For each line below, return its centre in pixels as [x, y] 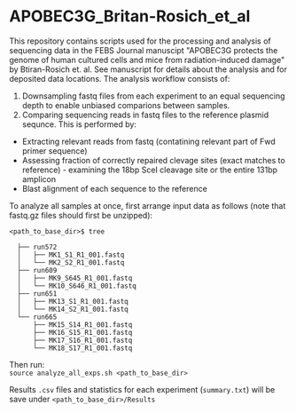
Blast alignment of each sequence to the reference [115, 188]
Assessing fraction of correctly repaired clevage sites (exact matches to [153, 160]
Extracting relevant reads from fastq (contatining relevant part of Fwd [149, 141]
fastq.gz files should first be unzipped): [81, 215]
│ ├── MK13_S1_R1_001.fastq [73, 301]
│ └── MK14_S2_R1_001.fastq [73, 309]
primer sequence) [55, 151]
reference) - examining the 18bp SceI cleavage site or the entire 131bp [149, 170]
